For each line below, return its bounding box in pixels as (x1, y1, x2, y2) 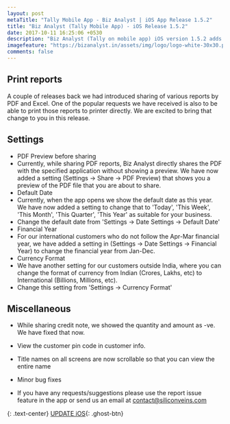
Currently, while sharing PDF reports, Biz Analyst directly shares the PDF (16, 159, 222, 167)
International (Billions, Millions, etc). (16, 276, 118, 284)
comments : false (7, 49, 53, 56)
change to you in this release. (7, 114, 90, 122)
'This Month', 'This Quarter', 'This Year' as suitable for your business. (16, 210, 212, 218)
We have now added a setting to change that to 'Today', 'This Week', (16, 203, 211, 211)
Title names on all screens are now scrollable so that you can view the (16, 355, 215, 364)
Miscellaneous (7, 303, 71, 314)
